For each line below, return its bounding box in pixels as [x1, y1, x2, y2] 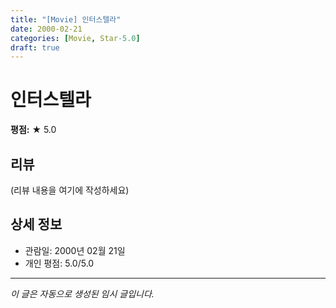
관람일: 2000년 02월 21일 [24, 244, 126, 256]
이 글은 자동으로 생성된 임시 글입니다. [10, 287, 155, 300]
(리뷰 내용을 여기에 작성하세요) [10, 184, 130, 196]
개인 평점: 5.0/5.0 [24, 257, 95, 269]
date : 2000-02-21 [10, 24, 83, 34]
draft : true [10, 42, 60, 53]
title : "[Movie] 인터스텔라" [10, 14, 122, 25]
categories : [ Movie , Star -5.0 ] [10, 33, 141, 43]
